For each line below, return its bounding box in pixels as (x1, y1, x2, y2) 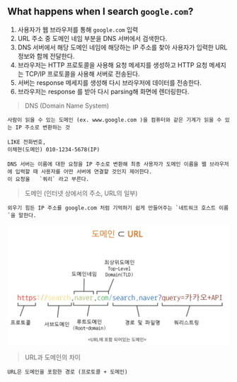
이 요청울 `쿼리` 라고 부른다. (7, 175, 90, 183)
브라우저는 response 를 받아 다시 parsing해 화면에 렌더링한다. (17, 87, 190, 95)
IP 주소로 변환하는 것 (15, 124, 71, 131)
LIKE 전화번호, (7, 138, 46, 146)
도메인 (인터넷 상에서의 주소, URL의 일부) (24, 189, 138, 197)
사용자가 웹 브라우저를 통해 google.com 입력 (17, 25, 139, 34)
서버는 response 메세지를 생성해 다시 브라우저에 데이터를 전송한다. (17, 78, 202, 87)
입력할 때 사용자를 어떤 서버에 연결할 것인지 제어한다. (15, 168, 152, 175)
